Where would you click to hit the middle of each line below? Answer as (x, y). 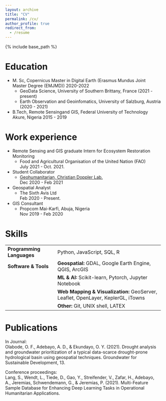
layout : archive (22, 10)
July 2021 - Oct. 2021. (42, 167)
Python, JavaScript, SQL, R (89, 252)
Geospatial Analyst (31, 187)
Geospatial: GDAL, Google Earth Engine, (104, 263)
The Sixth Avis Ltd (38, 193)
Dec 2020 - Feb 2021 (41, 182)
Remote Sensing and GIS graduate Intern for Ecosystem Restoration (81, 151)
